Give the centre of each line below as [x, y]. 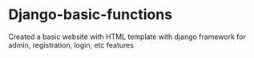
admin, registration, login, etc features [71, 44]
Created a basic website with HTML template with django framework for [127, 37]
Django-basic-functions [91, 15]
